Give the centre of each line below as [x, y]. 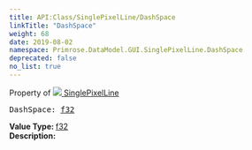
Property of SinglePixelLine [64, 93]
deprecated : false [43, 58]
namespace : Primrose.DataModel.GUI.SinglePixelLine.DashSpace [126, 50]
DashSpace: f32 [42, 109]
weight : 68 [29, 34]
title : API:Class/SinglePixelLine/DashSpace [92, 17]
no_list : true [35, 67]
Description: [32, 135]
